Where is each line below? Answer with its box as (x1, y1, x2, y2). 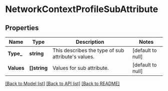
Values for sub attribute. (52, 64, 109, 71)
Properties (5, 24, 39, 32)
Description (75, 39, 104, 45)
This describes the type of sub (52, 47, 124, 54)
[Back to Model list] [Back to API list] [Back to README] (5, 80, 120, 86)
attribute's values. (52, 53, 95, 60)
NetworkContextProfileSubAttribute (5, 4, 158, 15)
